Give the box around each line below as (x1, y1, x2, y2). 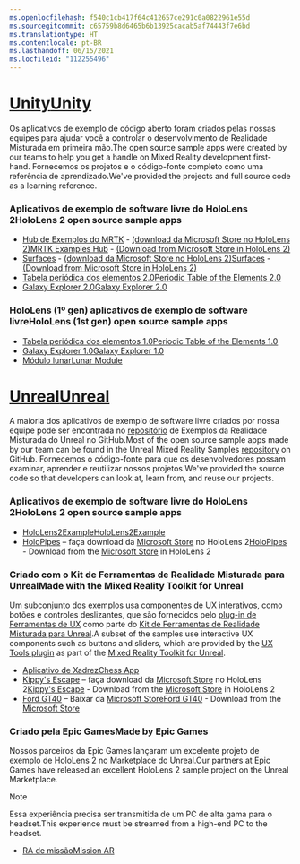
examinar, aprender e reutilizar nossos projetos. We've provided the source (9, 463, 285, 474)
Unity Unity (9, 93, 92, 114)
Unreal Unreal (9, 386, 110, 406)
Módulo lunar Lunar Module (21, 355, 123, 366)
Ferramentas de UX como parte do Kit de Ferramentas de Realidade (9, 619, 260, 630)
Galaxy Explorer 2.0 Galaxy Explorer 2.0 (21, 281, 167, 292)
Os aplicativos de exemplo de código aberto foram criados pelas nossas (9, 123, 276, 134)
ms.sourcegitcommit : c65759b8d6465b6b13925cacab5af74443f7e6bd (9, 22, 251, 30)
